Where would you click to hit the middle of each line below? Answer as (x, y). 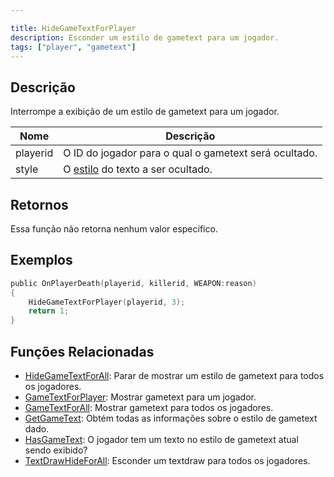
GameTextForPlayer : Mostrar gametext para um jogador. (140, 397)
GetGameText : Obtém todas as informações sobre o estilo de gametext (171, 418)
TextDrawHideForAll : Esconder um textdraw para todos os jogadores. (167, 460)
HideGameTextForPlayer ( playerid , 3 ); (107, 302)
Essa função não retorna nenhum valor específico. (114, 229)
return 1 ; (49, 311)
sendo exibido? (56, 450)
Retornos (39, 204)
